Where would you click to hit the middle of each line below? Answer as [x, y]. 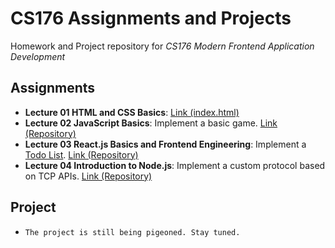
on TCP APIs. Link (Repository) [88, 176]
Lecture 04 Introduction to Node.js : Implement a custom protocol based [175, 165]
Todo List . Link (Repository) [81, 154]
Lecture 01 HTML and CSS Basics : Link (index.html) [132, 112]
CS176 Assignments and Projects [151, 18]
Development [38, 56]
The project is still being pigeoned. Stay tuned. [132, 232]
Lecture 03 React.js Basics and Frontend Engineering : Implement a [165, 144]
